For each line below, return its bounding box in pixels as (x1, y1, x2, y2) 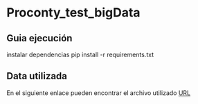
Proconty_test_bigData (6, 5, 141, 21)
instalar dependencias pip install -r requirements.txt (6, 50, 154, 59)
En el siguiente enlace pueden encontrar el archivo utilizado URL (6, 88, 191, 97)
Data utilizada (6, 70, 67, 82)
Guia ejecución (6, 32, 73, 44)
